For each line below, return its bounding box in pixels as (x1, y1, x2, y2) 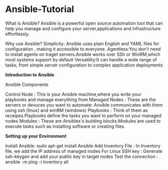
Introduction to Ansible (5, 71, 54, 77)
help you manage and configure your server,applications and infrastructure (5, 25, 161, 31)
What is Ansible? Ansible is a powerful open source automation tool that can (5, 20, 163, 26)
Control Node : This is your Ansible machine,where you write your (5, 91, 142, 97)
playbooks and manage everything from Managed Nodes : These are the (5, 97, 156, 103)
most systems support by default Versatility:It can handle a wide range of (5, 56, 157, 62)
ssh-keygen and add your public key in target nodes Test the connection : (5, 153, 158, 159)
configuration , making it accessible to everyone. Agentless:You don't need (5, 46, 161, 52)
